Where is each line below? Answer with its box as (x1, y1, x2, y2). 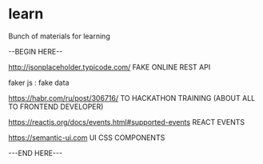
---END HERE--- (8, 148, 62, 158)
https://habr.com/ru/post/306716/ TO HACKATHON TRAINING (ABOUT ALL (8, 93, 256, 102)
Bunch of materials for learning (8, 31, 110, 41)
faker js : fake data (8, 78, 70, 87)
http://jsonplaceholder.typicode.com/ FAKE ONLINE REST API (8, 62, 211, 72)
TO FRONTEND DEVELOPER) (8, 102, 104, 111)
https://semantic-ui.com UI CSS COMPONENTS (8, 133, 165, 142)
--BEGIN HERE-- (8, 46, 63, 56)
